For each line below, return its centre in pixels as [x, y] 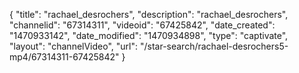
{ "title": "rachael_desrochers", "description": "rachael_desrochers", [149, 14]
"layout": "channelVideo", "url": [74, 46]
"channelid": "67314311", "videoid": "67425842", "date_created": [142, 25]
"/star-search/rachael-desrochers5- [214, 46]
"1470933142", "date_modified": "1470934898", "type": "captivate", [149, 35]
